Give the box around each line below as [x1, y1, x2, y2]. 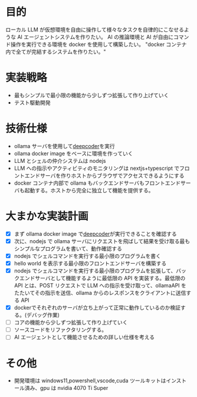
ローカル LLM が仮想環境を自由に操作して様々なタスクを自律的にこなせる [5, 26, 184, 33]
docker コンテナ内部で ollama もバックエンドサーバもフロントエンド [14, 179, 181, 186]
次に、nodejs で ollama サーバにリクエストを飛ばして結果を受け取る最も [14, 237, 190, 245]
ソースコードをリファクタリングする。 [14, 326, 107, 333]
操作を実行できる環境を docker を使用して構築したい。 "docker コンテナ [10, 41, 187, 48]
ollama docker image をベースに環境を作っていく [14, 150, 133, 157]
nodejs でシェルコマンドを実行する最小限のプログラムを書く [14, 252, 162, 260]
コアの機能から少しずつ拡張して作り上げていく [14, 319, 128, 326]
